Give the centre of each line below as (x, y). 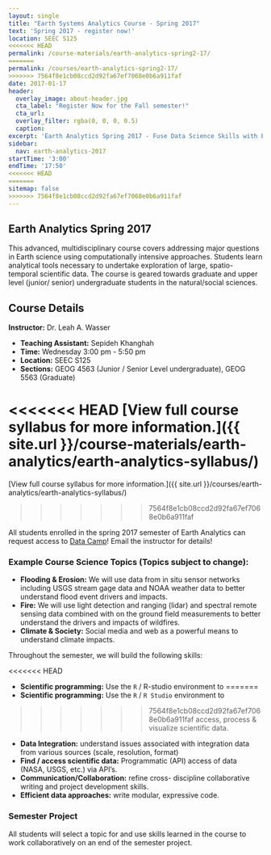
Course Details (46, 308)
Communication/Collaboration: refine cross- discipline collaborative (135, 778)
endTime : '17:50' (38, 166)
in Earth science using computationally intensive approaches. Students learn (135, 257)
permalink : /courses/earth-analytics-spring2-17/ (94, 69)
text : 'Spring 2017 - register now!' (72, 31)
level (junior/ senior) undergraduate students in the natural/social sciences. (133, 283)
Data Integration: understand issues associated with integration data (135, 743)
